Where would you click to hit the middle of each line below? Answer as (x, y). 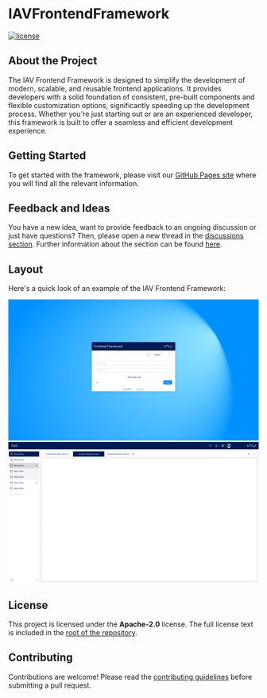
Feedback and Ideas (59, 208)
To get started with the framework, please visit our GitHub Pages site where (132, 175)
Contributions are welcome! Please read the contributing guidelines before (130, 677)
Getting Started (47, 156)
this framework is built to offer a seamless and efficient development (120, 122)
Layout (26, 269)
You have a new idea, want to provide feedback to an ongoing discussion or (132, 227)
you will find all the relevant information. (74, 183)
